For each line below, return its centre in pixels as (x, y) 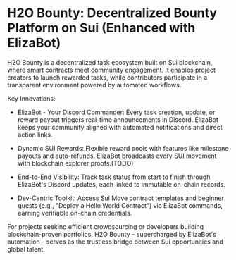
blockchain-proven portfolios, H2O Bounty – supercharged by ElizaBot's (112, 234)
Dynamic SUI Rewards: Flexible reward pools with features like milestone (123, 148)
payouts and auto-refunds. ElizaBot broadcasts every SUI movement (117, 156)
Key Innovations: (31, 98)
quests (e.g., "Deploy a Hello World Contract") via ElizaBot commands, (120, 205)
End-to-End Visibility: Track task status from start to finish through (114, 177)
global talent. (26, 249)
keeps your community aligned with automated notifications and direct (120, 127)
